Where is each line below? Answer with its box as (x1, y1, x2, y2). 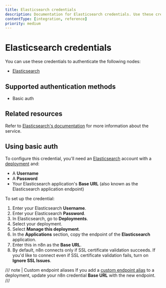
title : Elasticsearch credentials (5, 7, 77, 12)
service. (5, 128, 22, 134)
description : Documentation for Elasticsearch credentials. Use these (5, 12, 154, 17)
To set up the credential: (5, 195, 55, 201)
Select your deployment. (12, 220, 63, 227)
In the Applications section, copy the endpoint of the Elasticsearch (12, 231, 151, 237)
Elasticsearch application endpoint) (12, 186, 84, 192)
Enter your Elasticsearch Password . (12, 210, 85, 216)
